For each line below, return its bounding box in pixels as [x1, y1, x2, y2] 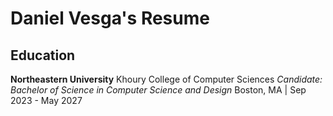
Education [10, 47, 76, 64]
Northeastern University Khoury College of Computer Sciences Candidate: [10, 73, 323, 85]
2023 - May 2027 [10, 95, 83, 106]
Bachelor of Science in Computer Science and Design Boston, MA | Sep [10, 84, 307, 96]
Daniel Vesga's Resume [10, 7, 210, 30]
